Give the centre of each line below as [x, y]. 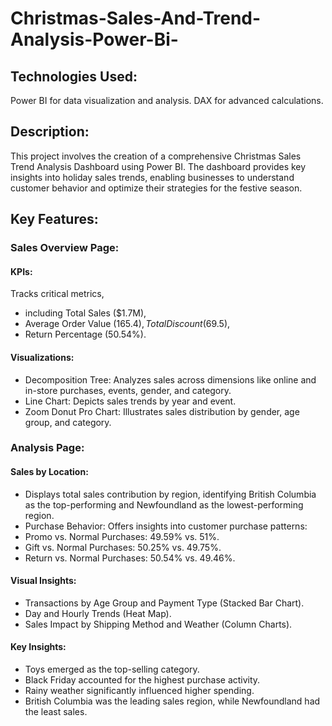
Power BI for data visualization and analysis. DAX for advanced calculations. [167, 100]
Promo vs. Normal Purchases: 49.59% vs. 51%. [122, 536]
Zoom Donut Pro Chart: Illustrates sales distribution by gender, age [162, 411]
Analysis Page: [47, 448]
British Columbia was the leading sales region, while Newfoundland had [172, 701]
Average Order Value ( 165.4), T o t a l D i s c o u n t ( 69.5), [127, 324]
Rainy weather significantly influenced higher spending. [139, 691]
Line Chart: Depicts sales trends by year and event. [130, 401]
